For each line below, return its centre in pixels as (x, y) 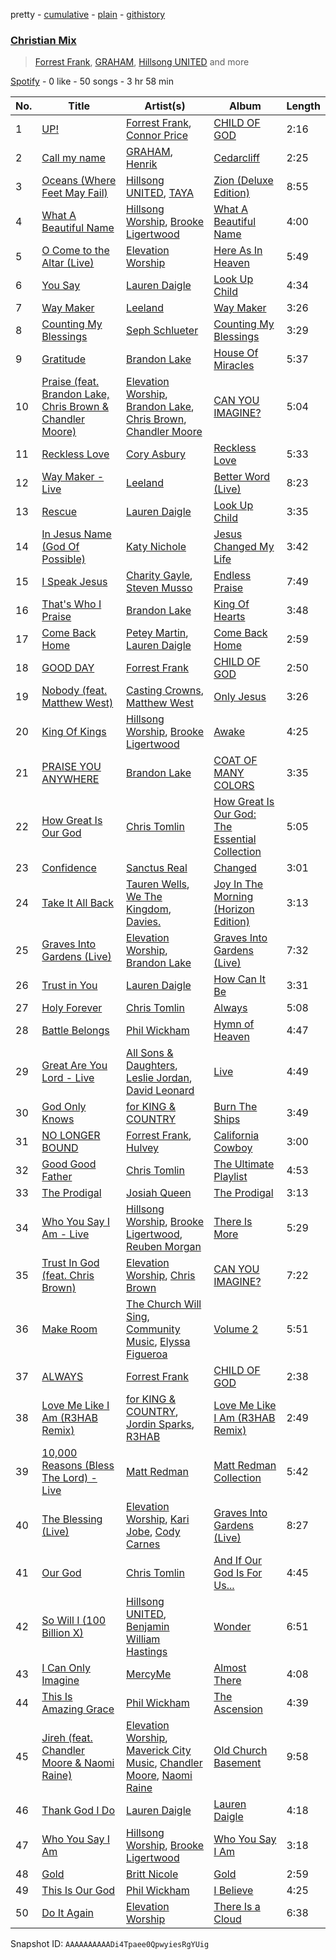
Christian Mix (43, 40)
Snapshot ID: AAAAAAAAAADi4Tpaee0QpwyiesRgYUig (110, 1944)
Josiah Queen (159, 1193)
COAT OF (235, 761)
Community (153, 1329)
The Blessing (72, 1519)
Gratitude (64, 359)
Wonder (232, 1627)
